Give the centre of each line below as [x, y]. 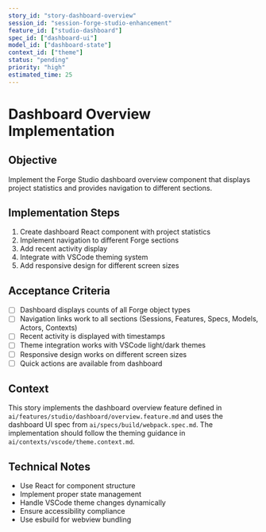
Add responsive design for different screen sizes [99, 266]
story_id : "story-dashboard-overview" [72, 16]
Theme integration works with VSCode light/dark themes [113, 345]
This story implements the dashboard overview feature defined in [115, 408]
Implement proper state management [80, 495]
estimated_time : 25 [40, 75]
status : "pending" [39, 60]
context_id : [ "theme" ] [46, 52]
